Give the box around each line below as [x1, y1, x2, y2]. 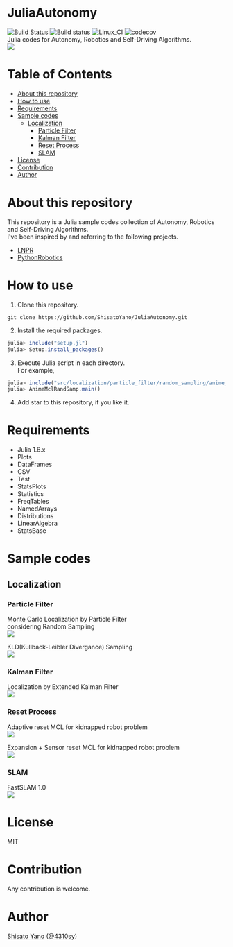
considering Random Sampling [7, 622, 95, 631]
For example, [17, 366, 55, 374]
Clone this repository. [17, 300, 79, 309]
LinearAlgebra [17, 519, 58, 528]
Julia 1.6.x [17, 445, 46, 454]
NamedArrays [17, 504, 58, 513]
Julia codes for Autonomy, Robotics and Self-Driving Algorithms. [7, 35, 192, 43]
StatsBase [17, 527, 46, 535]
